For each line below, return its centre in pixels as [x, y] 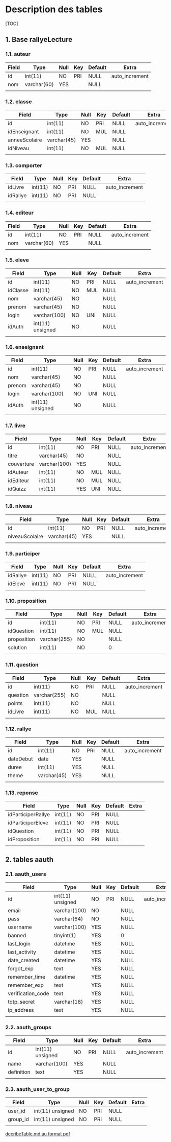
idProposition [24, 840]
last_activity [22, 952]
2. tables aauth [29, 859]
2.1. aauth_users [26, 874]
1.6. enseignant [25, 347]
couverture [21, 464]
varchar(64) [68, 919]
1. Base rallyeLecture [39, 40]
